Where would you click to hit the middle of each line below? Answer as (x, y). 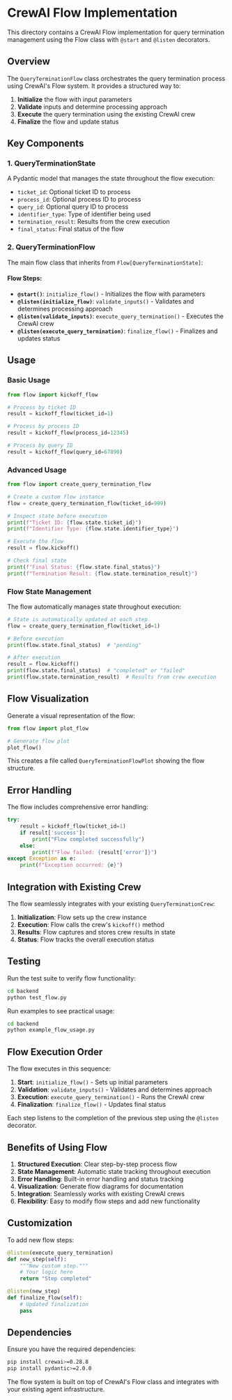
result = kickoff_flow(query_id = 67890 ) (65, 452)
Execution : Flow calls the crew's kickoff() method (91, 925)
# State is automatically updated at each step (78, 619)
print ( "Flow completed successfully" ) (88, 839)
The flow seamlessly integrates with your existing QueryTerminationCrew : (111, 904)
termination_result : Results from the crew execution (93, 222)
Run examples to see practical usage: (61, 1011)
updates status (39, 338)
